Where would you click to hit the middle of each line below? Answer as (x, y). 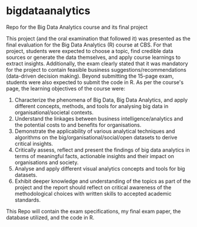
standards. (28, 200)
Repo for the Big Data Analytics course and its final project (77, 27)
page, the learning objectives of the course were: (66, 88)
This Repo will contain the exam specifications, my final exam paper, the (94, 211)
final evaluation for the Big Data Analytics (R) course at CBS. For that (89, 45)
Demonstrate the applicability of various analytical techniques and (95, 131)
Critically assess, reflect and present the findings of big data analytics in (102, 150)
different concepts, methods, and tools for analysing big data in (91, 106)
